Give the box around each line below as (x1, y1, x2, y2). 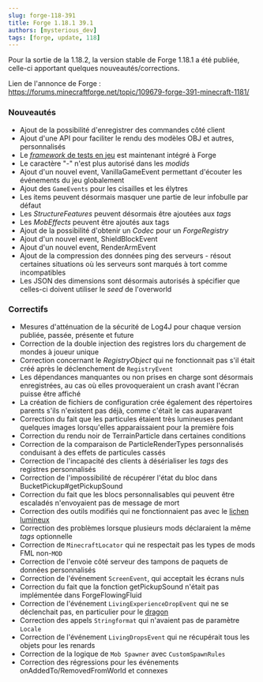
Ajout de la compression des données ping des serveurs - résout (19, 250, 231, 260)
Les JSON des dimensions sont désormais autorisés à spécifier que (19, 275, 241, 285)
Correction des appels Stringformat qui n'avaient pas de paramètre (19, 615, 240, 624)
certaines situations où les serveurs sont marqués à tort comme (19, 259, 227, 268)
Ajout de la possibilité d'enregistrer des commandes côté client (19, 125, 225, 134)
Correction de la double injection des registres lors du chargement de (19, 339, 246, 348)
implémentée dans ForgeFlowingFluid (19, 590, 142, 600)
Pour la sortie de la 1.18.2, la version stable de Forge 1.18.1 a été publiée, (8, 55, 240, 65)
